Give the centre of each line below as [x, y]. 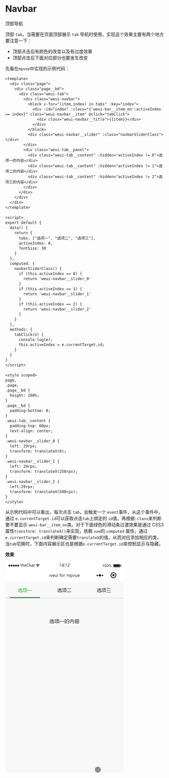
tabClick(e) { [29, 334]
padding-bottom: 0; [30, 411]
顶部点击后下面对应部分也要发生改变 [50, 58]
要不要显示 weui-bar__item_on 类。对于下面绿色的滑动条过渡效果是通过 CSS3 [84, 524]
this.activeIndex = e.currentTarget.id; [62, 345]
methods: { [21, 329]
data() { [19, 228]
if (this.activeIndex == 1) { [50, 289]
